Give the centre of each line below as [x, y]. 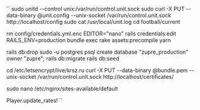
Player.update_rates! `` [35, 101]
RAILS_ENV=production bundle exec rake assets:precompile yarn [89, 40]
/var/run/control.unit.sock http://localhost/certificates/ [106, 77]
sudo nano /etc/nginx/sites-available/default [62, 89]
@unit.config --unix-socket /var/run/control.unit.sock [104, 15]
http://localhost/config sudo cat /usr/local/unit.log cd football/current [93, 22]
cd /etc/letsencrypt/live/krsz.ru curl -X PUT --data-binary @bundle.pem [97, 70]
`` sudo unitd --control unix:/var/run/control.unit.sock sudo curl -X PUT [95, 9]
